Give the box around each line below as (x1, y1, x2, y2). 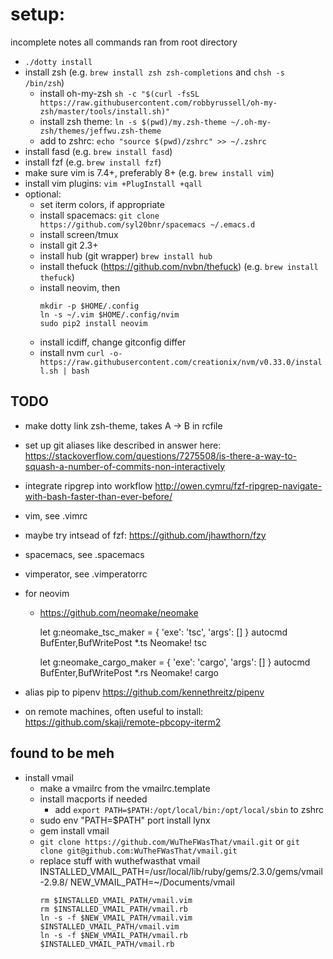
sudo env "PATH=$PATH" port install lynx (39, 814, 211, 826)
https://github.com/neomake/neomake (39, 606, 199, 618)
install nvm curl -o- (39, 346, 123, 358)
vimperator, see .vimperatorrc (24, 568, 148, 580)
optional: (24, 188, 62, 200)
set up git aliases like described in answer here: (24, 439, 222, 451)
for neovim (24, 587, 70, 599)
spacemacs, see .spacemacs (24, 548, 145, 560)
